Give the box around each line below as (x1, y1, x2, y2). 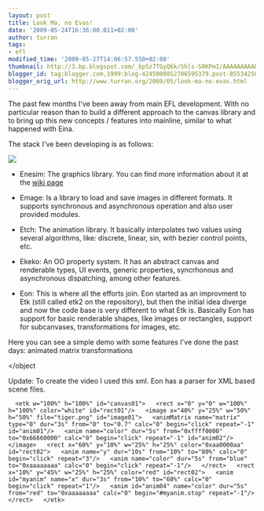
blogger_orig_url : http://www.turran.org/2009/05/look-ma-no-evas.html (8, 77, 247, 85)
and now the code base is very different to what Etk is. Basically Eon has (19, 305, 255, 314)
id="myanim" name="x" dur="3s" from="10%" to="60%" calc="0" (8, 475, 213, 483)
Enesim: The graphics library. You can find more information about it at (19, 169, 249, 178)
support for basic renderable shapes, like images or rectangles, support (19, 314, 252, 323)
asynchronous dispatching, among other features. (19, 273, 182, 283)
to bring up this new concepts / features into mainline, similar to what (8, 116, 232, 125)
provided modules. (19, 209, 81, 219)
